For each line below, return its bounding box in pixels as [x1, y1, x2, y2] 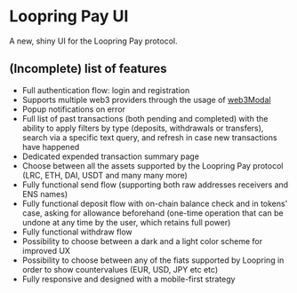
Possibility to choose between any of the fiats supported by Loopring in [21, 255, 285, 265]
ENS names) [21, 188, 68, 199]
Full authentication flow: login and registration [21, 84, 190, 95]
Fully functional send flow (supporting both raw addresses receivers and [21, 179, 289, 190]
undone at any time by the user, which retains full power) [21, 217, 231, 227]
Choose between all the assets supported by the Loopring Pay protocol [21, 160, 284, 170]
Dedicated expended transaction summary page [21, 151, 200, 162]
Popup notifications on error [21, 104, 126, 115]
